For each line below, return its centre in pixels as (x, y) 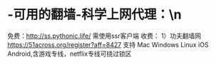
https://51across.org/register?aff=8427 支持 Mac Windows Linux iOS (108, 44)
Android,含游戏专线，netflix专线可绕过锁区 (70, 54)
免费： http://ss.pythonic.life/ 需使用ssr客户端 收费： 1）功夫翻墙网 (104, 36)
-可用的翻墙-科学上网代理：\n (94, 15)
